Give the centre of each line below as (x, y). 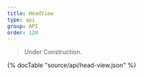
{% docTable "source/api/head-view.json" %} (71, 65)
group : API (23, 26)
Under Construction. (53, 52)
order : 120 (23, 33)
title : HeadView (30, 13)
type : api (21, 20)
